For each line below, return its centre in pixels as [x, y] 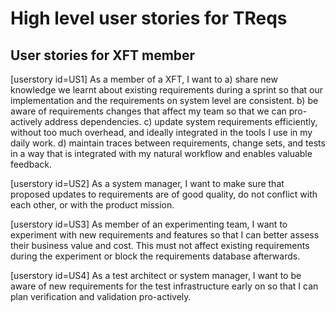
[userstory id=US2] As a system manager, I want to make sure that [147, 183]
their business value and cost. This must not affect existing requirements [160, 245]
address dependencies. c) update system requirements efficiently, [181, 121]
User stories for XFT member [103, 55]
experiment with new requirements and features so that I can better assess [165, 235]
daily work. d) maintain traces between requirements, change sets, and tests [168, 143]
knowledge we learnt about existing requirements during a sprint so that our [166, 90]
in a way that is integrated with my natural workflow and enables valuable [161, 153]
